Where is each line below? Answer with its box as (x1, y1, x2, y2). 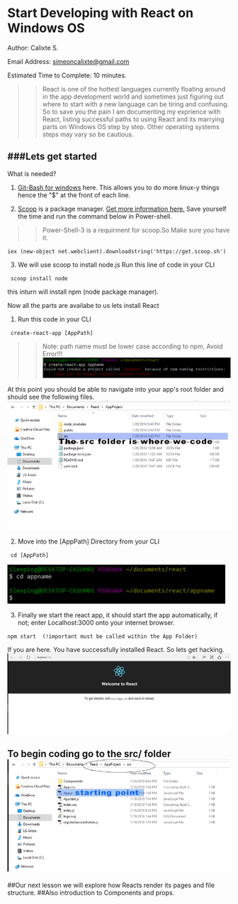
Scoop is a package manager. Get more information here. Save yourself (17, 204, 227, 213)
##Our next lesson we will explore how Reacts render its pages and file (7, 881, 215, 890)
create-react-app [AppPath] (10, 329, 93, 336)
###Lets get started (7, 150, 97, 162)
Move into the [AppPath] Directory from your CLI (17, 537, 160, 546)
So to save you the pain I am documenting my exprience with (42, 107, 221, 116)
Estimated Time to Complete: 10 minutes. (7, 71, 127, 79)
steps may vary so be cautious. (42, 130, 134, 138)
